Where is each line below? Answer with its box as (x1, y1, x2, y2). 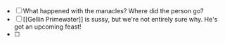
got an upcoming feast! (13, 22, 82, 31)
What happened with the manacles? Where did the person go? (22, 7, 204, 15)
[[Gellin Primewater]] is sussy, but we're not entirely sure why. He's (22, 15, 218, 23)
